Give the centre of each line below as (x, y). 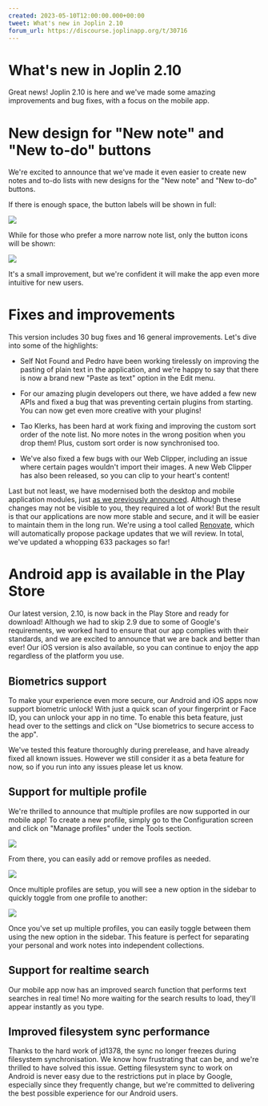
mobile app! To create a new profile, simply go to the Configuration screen (131, 820)
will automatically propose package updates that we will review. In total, (126, 533)
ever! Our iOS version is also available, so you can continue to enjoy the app (134, 648)
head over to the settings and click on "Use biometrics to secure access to (131, 725)
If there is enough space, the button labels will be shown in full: (112, 205)
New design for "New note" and (116, 133)
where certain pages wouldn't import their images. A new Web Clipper (136, 467)
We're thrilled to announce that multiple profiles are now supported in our (129, 811)
